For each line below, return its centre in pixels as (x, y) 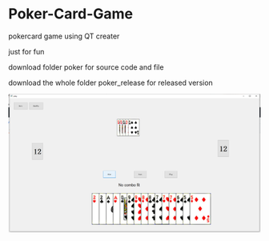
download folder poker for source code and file (86, 67)
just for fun (26, 51)
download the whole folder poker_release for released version (111, 82)
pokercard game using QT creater (64, 36)
